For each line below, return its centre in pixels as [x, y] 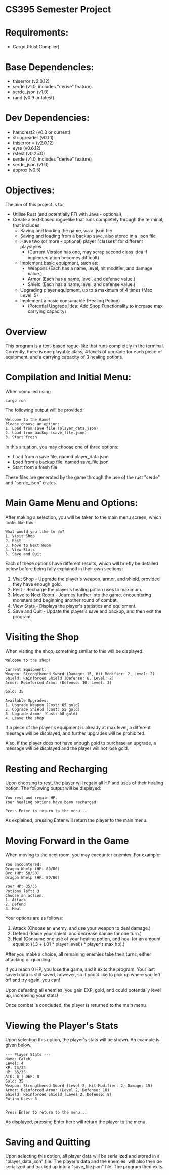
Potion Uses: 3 [21, 1099]
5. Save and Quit [24, 554]
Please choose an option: [32, 424]
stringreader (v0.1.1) [33, 137]
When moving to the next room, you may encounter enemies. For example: [83, 855]
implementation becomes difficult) [64, 257]
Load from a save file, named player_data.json [60, 456]
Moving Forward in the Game [67, 840]
